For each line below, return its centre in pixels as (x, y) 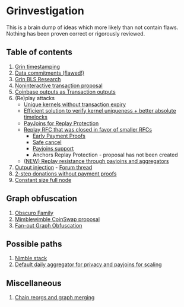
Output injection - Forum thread (53, 167)
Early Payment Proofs (59, 136)
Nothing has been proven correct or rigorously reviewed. (76, 33)
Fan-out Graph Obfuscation (48, 225)
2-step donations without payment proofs (66, 174)
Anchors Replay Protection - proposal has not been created (105, 155)
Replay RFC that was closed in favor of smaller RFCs (88, 129)
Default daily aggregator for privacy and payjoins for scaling (88, 264)
